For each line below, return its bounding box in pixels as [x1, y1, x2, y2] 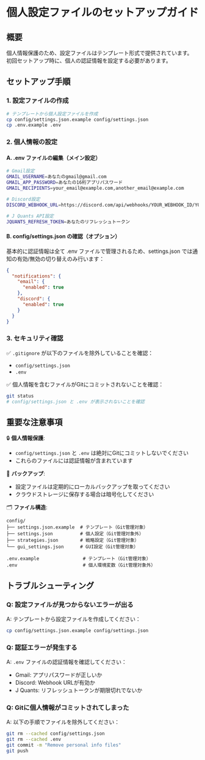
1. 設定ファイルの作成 [6, 96, 69, 105]
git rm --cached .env [6, 736, 62, 743]
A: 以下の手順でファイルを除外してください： [6, 718, 120, 726]
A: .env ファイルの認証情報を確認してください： [6, 658, 127, 666]
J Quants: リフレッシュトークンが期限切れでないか [15, 687, 143, 694]
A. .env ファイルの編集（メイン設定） [6, 154, 101, 161]
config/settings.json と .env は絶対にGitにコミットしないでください [15, 450, 189, 457]
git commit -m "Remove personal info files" [6, 742, 121, 748]
